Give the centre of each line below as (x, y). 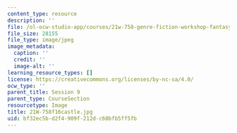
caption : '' (31, 53)
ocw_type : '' (26, 86)
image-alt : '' (34, 66)
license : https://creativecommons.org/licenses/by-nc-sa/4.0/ (101, 79)
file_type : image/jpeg (41, 40)
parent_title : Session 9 (44, 92)
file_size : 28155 (33, 33)
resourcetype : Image (38, 106)
